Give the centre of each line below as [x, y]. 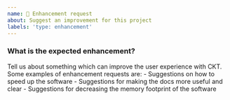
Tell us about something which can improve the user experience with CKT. [115, 66]
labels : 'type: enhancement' [50, 27]
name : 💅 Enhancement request [50, 14]
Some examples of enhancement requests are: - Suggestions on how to [111, 73]
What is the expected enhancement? [71, 51]
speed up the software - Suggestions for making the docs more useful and [115, 81]
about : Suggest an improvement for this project [80, 20]
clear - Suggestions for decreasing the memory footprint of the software [112, 89]
